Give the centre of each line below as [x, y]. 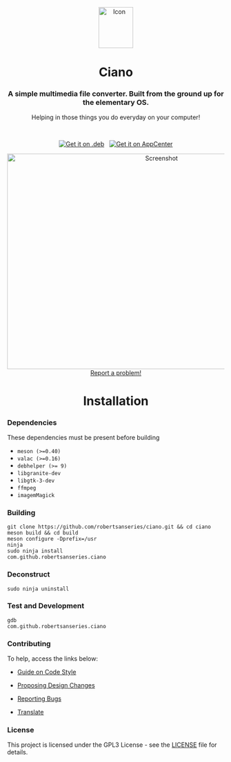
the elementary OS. [116, 103]
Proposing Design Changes [56, 685]
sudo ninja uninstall [38, 589]
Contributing [29, 643]
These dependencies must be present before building [83, 437]
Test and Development [46, 606]
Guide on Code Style [47, 672]
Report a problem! [116, 373]
